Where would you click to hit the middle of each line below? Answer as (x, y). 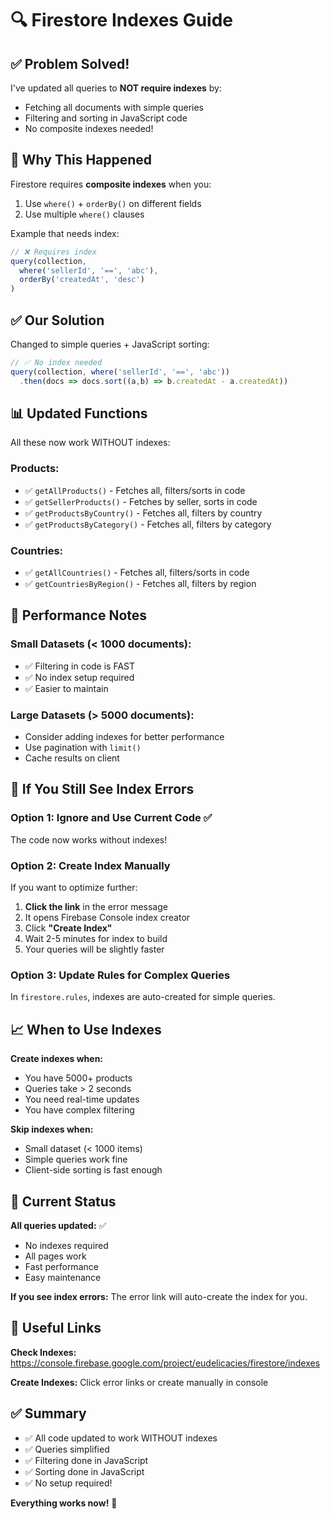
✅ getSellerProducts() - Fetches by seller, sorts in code (141, 501)
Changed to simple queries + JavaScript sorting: (110, 344)
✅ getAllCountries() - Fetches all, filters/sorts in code (137, 573)
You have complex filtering (79, 1110)
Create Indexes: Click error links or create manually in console (139, 1382)
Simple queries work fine (76, 1159)
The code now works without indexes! (89, 839)
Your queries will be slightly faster (94, 949)
